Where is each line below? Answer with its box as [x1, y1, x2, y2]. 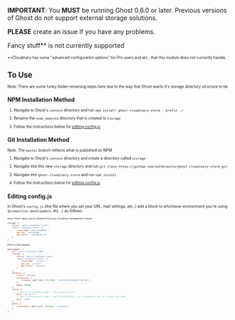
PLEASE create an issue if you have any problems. [7, 28, 155, 36]
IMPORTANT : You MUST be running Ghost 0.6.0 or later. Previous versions [7, 6, 227, 14]
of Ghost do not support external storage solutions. [7, 14, 158, 22]
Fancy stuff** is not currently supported [7, 41, 125, 49]
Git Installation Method [7, 136, 70, 144]
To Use [7, 70, 33, 80]
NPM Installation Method [7, 96, 75, 104]
